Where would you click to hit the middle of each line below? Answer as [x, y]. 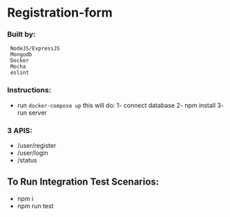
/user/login [32, 153]
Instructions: [29, 90]
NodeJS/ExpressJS [35, 49]
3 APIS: [20, 131]
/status [27, 160]
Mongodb [21, 55]
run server [32, 113]
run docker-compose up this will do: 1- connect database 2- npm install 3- [121, 105]
